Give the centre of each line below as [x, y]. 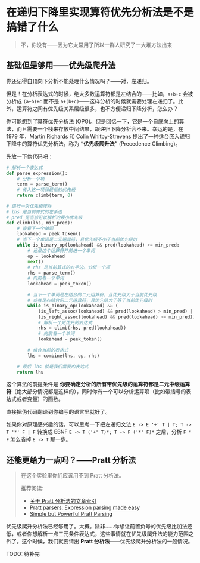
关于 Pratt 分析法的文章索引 [63, 501]
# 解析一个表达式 [24, 168]
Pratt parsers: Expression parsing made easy [85, 507]
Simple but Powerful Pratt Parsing [71, 514]
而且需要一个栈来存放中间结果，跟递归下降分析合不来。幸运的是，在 [100, 128]
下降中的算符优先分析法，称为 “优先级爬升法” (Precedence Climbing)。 [93, 143]
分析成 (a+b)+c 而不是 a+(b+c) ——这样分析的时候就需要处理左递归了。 [92, 101]
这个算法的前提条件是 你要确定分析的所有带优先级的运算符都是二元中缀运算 [98, 384]
